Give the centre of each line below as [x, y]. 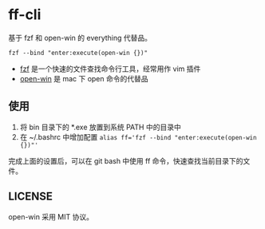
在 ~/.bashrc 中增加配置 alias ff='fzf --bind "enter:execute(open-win [138, 136]
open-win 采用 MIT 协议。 [51, 216]
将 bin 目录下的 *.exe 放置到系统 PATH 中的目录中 [100, 127]
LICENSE [31, 197]
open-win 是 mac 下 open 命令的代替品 [84, 78]
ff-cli [25, 15]
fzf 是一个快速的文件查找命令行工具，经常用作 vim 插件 [110, 69]
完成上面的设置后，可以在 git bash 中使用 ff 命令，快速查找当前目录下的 [126, 160]
